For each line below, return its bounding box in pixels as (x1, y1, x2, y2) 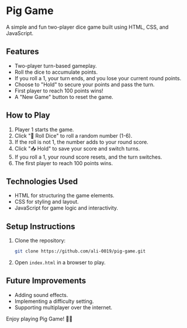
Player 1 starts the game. (14, 126, 74, 133)
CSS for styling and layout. (14, 198, 79, 206)
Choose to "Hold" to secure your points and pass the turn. (14, 81, 155, 88)
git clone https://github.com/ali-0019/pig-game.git (14, 248, 146, 254)
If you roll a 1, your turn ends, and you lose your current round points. (14, 74, 182, 81)
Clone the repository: (14, 237, 66, 244)
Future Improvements (6, 276, 86, 286)
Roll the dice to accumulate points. (14, 69, 98, 76)
